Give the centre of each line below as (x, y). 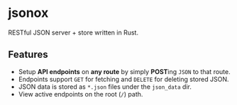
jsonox (28, 13)
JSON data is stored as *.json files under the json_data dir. (105, 87)
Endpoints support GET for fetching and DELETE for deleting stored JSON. (123, 79)
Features (28, 55)
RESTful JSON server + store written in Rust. (73, 32)
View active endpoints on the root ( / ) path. (81, 94)
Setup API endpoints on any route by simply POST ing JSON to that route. (124, 71)
